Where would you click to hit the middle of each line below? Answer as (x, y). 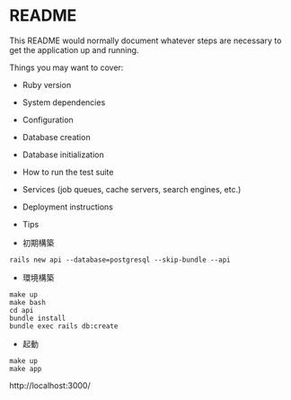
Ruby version (47, 84)
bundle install (38, 318)
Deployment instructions (68, 207)
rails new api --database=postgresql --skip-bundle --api (120, 260)
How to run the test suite (68, 172)
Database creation (57, 137)
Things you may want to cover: (66, 67)
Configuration (48, 120)
